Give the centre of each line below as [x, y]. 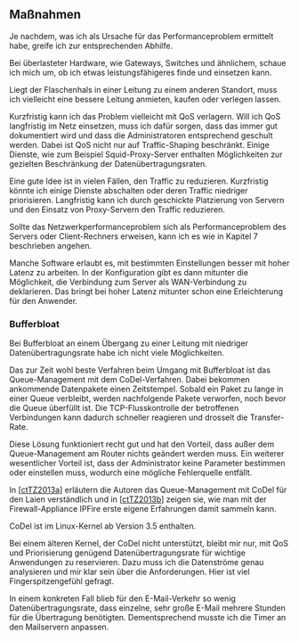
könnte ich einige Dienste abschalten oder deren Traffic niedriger [129, 190]
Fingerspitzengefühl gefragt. [61, 581]
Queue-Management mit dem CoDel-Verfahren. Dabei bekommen [130, 380]
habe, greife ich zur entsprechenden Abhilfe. [91, 45]
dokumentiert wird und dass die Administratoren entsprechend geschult [141, 135]
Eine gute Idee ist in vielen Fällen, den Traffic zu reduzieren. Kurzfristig [139, 181]
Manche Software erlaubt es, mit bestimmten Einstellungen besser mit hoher [149, 263]
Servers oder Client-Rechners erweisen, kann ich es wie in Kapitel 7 [133, 236]
